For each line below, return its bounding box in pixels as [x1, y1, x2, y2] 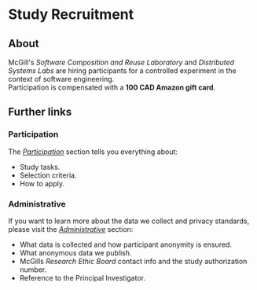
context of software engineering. [8, 75, 115, 83]
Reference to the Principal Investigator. [19, 273, 145, 282]
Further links [8, 105, 72, 119]
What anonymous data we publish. [19, 248, 132, 257]
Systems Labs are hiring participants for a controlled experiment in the [8, 66, 237, 75]
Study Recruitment [8, 6, 134, 24]
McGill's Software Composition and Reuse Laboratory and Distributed [8, 57, 234, 67]
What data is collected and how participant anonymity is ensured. [19, 240, 232, 249]
